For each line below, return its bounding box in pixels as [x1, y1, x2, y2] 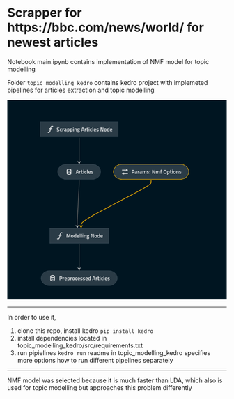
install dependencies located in [17, 334, 107, 342]
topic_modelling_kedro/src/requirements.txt [17, 341, 143, 350]
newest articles [7, 35, 99, 50]
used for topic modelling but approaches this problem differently [7, 383, 193, 391]
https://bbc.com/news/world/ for [7, 19, 204, 36]
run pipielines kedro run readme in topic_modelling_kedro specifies [17, 348, 211, 357]
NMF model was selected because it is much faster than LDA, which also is [7, 376, 223, 384]
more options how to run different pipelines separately [17, 356, 173, 364]
